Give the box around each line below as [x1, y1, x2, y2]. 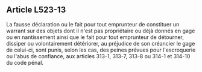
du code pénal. [6, 59, 44, 66]
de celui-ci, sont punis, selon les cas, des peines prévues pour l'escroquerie [6, 46, 196, 53]
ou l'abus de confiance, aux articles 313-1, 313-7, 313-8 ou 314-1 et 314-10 [6, 52, 191, 59]
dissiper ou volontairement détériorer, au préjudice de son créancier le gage [6, 40, 195, 47]
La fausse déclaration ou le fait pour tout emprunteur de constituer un [6, 20, 180, 28]
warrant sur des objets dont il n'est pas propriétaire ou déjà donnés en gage [6, 27, 195, 34]
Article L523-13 [6, 5, 66, 15]
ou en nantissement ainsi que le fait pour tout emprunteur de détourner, [6, 33, 184, 41]
